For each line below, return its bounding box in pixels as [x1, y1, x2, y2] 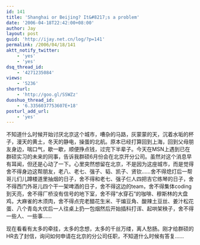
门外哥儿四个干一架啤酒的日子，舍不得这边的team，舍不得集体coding [21, 183, 192, 190]
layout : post [6, 31, 39, 37]
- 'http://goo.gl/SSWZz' [17, 92, 79, 98]
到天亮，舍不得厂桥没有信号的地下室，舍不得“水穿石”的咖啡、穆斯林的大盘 [6, 190, 189, 197]
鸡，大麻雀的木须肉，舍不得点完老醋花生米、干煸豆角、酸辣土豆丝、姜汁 [6, 197, 183, 205]
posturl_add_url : [6, 108, 49, 114]
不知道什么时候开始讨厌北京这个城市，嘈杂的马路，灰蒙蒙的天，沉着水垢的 [6, 131, 189, 138]
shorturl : [6, 86, 31, 92]
